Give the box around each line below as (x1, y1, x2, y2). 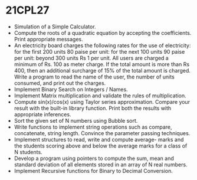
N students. (14, 148, 42, 155)
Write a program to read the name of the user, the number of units (14, 73, 175, 80)
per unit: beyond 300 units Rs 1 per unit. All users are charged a (14, 54, 169, 61)
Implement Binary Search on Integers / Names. (14, 86, 128, 93)
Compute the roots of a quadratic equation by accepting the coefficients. (14, 29, 192, 36)
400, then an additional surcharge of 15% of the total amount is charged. (14, 67, 191, 74)
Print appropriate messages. (14, 35, 83, 42)
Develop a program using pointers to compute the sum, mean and (14, 155, 175, 162)
